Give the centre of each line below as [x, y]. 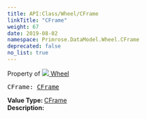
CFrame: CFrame [33, 87]
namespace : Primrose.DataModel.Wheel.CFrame [73, 40]
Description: [26, 107]
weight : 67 [23, 27]
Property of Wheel [38, 73]
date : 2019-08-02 [33, 33]
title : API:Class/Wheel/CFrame [53, 14]
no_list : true [28, 53]
